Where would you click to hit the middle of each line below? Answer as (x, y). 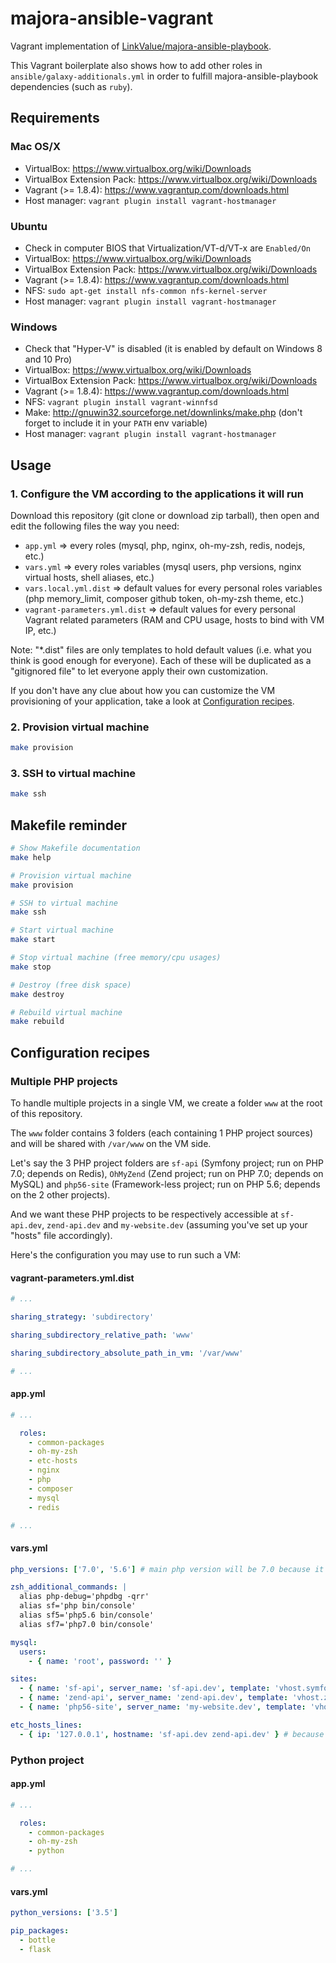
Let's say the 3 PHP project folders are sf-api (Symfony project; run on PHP (167, 1163)
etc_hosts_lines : (46, 1725)
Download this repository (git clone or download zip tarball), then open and (165, 515)
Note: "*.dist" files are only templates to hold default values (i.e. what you (161, 649)
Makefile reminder (69, 825)
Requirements (55, 118)
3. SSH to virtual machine (73, 773)
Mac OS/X (35, 147)
